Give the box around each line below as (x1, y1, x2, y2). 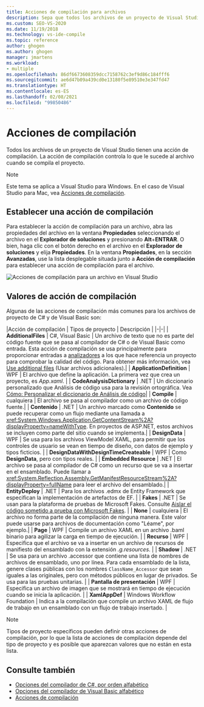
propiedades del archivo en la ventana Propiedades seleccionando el (6, 229, 180, 236)
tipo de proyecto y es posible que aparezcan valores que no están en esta (6, 641, 192, 648)
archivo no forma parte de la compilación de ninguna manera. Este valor (6, 513, 187, 521)
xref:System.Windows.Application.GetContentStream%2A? (6, 416, 154, 424)
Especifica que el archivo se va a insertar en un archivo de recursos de (6, 539, 184, 547)
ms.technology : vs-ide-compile (6, 32, 86, 38)
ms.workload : (6, 60, 39, 66)
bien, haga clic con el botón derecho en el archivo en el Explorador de (6, 242, 183, 250)
